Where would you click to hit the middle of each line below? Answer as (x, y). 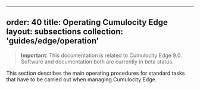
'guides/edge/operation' (53, 41)
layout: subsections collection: (65, 32)
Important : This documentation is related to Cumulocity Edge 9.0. (101, 55)
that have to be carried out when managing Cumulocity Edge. (82, 79)
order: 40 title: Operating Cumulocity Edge (87, 22)
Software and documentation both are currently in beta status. (97, 61)
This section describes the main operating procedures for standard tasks (96, 73)
